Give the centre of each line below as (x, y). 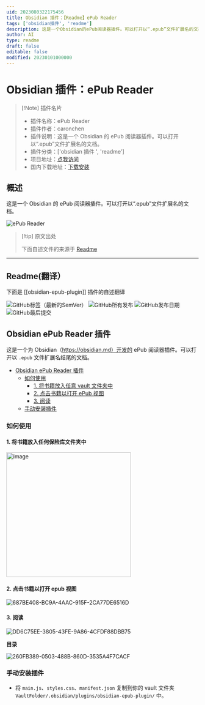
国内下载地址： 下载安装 (60, 166)
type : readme (23, 40)
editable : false (27, 52)
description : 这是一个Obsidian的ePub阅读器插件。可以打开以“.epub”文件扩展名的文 (102, 29)
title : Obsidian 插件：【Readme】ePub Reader (62, 18)
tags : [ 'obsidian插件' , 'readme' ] (49, 23)
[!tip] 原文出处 (39, 236)
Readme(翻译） (36, 276)
